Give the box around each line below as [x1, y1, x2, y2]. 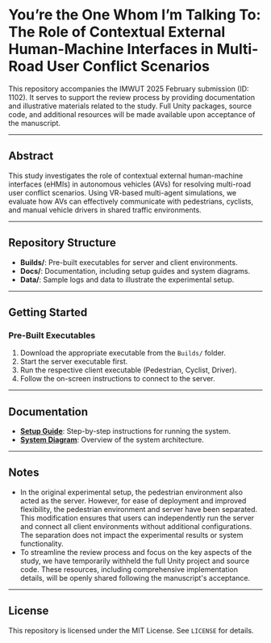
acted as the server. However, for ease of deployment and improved [19, 495, 247, 506]
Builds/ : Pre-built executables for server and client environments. [19, 257, 238, 267]
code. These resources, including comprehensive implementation [19, 564, 239, 574]
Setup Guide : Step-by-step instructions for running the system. [19, 427, 231, 436]
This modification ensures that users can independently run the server [19, 513, 255, 523]
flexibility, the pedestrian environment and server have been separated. [19, 504, 258, 514]
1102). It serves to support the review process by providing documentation [8, 92, 256, 102]
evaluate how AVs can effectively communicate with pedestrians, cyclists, [8, 196, 254, 206]
